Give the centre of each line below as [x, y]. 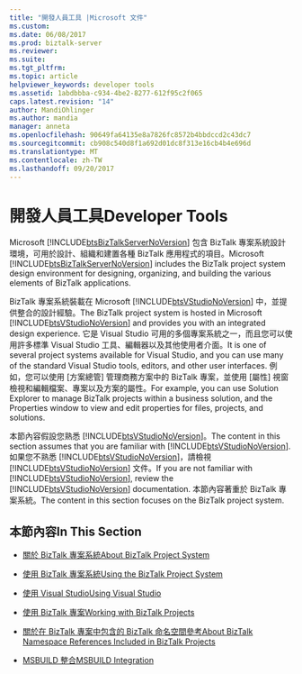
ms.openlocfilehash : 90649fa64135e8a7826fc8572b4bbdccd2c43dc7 [130, 135]
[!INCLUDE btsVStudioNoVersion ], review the [91, 478]
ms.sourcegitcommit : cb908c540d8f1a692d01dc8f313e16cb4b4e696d [130, 143]
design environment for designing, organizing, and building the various [140, 273]
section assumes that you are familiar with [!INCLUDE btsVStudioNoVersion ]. [150, 446]
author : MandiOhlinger [52, 110]
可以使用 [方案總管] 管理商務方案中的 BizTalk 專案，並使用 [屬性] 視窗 [161, 377]
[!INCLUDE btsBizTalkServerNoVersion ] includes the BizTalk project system [147, 264]
